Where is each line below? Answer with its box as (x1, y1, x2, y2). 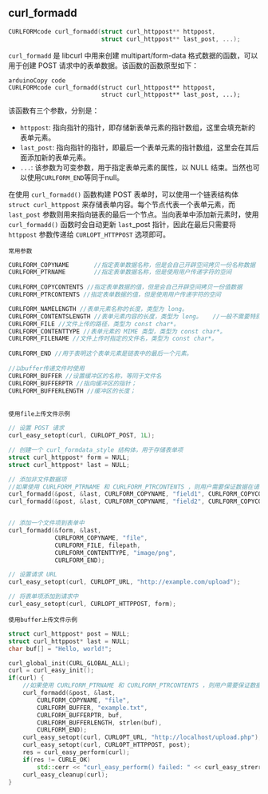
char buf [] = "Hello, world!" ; (8, 644, 112, 652)
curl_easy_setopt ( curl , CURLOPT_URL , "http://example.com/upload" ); (8, 578, 241, 586)
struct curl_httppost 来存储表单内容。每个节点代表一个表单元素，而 (8, 199, 236, 209)
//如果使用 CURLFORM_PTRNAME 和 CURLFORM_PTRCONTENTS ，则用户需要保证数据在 (8, 483, 254, 491)
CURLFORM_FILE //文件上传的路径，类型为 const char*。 (8, 320, 180, 328)
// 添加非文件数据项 (8, 475, 67, 483)
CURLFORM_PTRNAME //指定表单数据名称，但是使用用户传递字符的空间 (8, 268, 232, 277)
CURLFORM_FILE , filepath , (54, 541, 141, 549)
